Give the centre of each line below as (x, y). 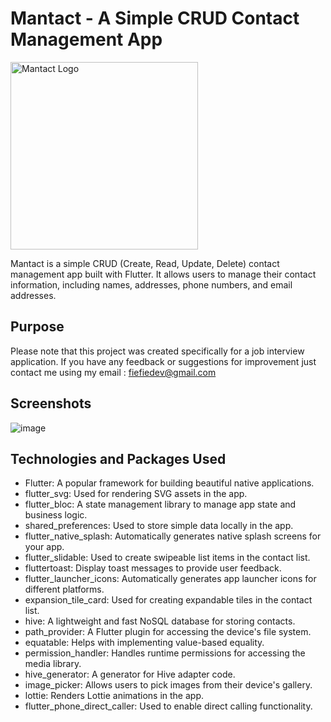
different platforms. (64, 589)
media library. (53, 664)
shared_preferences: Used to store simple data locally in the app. (159, 526)
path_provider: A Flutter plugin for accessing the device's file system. (168, 632)
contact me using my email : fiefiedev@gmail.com (113, 372)
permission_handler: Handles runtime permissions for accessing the (165, 653)
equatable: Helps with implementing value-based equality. (144, 643)
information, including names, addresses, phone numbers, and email (151, 284)
